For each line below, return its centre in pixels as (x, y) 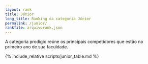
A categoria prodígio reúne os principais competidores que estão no (74, 42)
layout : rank (18, 10)
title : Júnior (20, 14)
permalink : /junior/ (26, 23)
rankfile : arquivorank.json (34, 28)
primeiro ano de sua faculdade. (37, 47)
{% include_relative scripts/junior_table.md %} (52, 56)
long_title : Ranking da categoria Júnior (48, 19)
